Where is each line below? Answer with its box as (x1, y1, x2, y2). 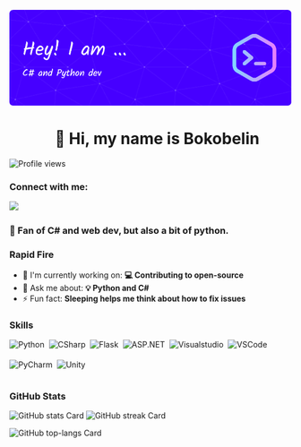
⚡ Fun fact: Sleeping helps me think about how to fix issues (21, 293, 246, 304)
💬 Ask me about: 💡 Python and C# (21, 282, 150, 293)
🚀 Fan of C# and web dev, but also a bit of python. (9, 225, 229, 237)
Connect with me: (9, 181, 89, 193)
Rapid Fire (9, 248, 55, 261)
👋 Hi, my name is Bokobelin (55, 129, 260, 149)
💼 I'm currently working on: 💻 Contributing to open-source (21, 270, 245, 280)
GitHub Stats (9, 390, 66, 402)
